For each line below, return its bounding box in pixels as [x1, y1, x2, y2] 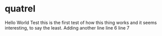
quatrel [5, 3, 36, 14]
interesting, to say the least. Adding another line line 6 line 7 [5, 24, 130, 30]
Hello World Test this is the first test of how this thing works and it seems [5, 19, 157, 25]
